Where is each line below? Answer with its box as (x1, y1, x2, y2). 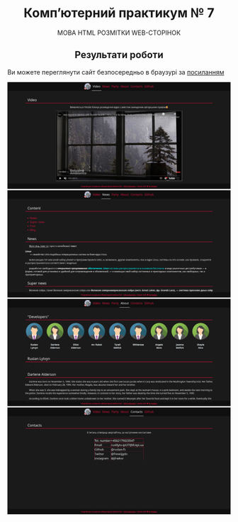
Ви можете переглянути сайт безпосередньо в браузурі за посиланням (7, 67, 225, 76)
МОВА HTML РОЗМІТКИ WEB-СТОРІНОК (57, 28, 181, 37)
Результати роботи (74, 49, 164, 61)
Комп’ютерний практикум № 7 (23, 5, 215, 21)
